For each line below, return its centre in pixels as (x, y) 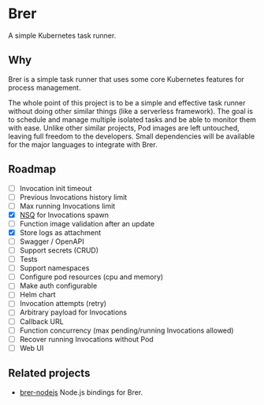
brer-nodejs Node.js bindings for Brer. (81, 392)
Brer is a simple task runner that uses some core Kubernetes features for (126, 79)
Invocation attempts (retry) (63, 304)
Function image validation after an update (87, 223)
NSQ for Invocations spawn (64, 215)
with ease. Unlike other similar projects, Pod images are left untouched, (124, 127)
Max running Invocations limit (67, 206)
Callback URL (42, 321)
